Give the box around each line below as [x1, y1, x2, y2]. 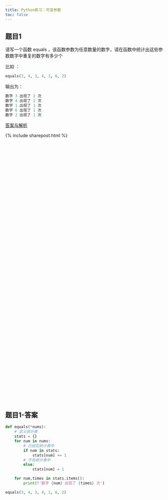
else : [23, 462, 35, 467]
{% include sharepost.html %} [5, 132, 68, 138]
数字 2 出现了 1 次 [5, 112, 42, 117]
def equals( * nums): [5, 425, 46, 430]
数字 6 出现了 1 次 [5, 107, 42, 113]
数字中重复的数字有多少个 [9, 53, 63, 59]
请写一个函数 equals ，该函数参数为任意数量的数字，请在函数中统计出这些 [5, 47, 159, 53]
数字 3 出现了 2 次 [5, 94, 42, 99]
